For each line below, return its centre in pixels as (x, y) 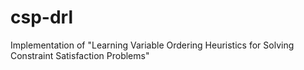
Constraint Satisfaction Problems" (80, 55)
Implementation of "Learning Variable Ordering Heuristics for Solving (152, 45)
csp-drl (41, 17)
